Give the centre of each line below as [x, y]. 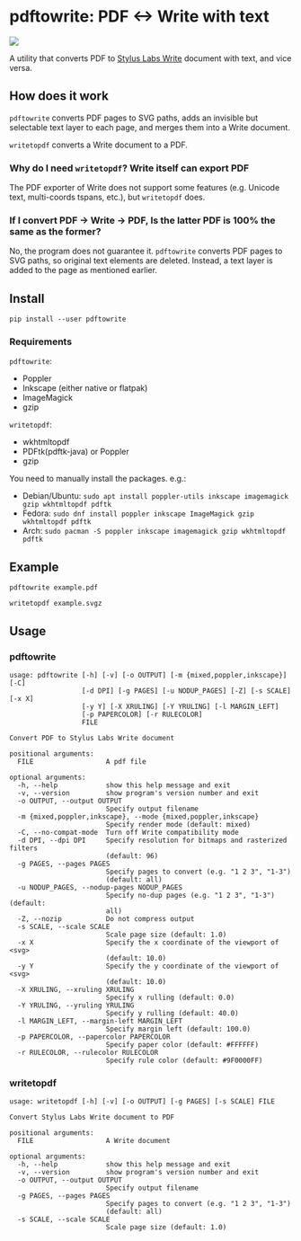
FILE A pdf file [82, 761]
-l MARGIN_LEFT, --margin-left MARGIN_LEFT [100, 1021]
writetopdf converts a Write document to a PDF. [99, 145]
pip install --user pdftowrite [68, 319]
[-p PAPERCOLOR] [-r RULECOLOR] [142, 714]
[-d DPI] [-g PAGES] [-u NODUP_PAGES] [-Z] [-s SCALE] [186, 691]
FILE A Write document [94, 1141]
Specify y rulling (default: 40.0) [173, 1013]
